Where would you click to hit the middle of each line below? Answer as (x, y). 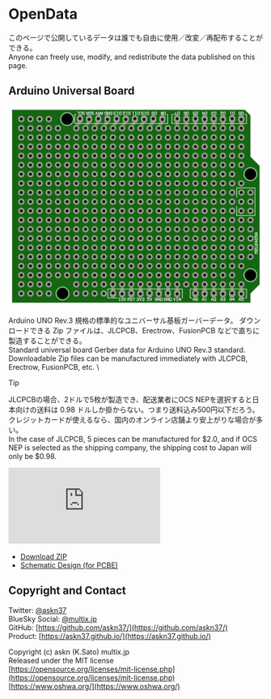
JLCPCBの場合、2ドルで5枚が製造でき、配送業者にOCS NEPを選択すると (130, 399)
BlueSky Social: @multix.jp (53, 619)
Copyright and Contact (68, 591)
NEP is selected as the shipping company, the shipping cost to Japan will (130, 448)
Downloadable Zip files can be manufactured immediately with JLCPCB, (128, 358)
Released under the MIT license (61, 660)
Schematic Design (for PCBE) (69, 565)
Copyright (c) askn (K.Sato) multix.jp (69, 652)
